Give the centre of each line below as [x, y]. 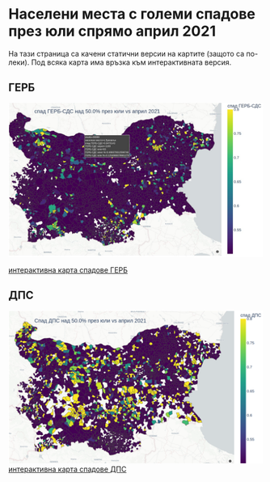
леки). [19, 62]
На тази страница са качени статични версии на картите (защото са [127, 53]
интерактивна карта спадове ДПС [67, 469]
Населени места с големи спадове [132, 14]
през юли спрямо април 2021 [112, 31]
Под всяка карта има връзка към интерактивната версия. [131, 62]
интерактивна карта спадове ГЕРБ [68, 270]
